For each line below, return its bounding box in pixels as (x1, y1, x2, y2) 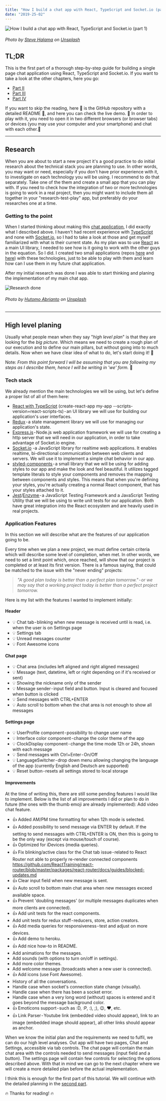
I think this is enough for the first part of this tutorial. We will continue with (5, 1075, 156, 1081)
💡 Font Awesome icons (12, 641, 59, 647)
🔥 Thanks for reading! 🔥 (5, 1090, 54, 1096)
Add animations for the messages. (12, 950, 83, 956)
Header (5, 608, 21, 614)
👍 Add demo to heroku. (12, 936, 61, 941)
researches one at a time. (5, 200, 57, 206)
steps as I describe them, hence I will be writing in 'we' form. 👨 (5, 365, 133, 370)
